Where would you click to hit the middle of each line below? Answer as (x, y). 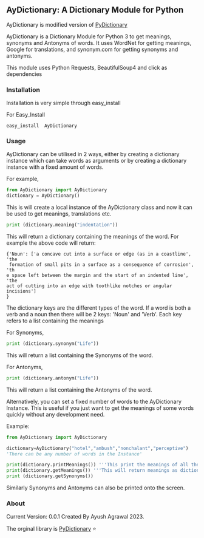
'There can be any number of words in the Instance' (74, 454)
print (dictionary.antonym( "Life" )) (53, 378)
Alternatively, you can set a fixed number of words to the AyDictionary (94, 401)
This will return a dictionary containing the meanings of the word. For (93, 237)
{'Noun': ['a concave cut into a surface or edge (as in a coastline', (99, 254)
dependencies (24, 74)
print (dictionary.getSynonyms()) (50, 476)
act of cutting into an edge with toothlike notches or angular (89, 286)
